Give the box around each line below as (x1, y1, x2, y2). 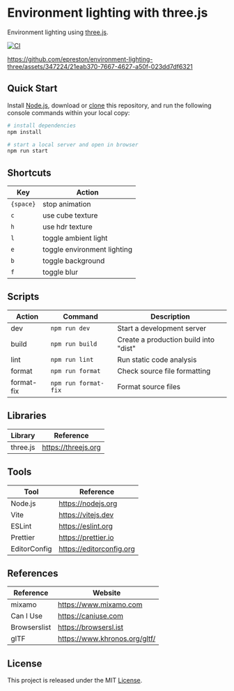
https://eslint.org (58, 521, 113, 531)
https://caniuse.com (58, 612, 124, 621)
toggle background (42, 256, 105, 266)
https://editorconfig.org (58, 544, 136, 554)
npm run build (50, 340, 97, 348)
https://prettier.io (58, 532, 114, 542)
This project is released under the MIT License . (7, 676, 143, 685)
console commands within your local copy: (7, 108, 130, 116)
